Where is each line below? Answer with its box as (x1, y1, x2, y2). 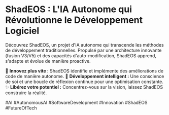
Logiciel (5, 25, 40, 36)
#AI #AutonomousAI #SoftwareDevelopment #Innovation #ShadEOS (5, 99, 148, 105)
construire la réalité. (5, 90, 47, 96)
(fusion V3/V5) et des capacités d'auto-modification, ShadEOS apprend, (5, 52, 156, 59)
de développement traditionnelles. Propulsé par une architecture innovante (5, 47, 162, 53)
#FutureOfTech (5, 105, 37, 111)
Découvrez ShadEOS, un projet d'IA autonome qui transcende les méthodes (5, 42, 164, 48)
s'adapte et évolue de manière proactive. (5, 58, 91, 64)
